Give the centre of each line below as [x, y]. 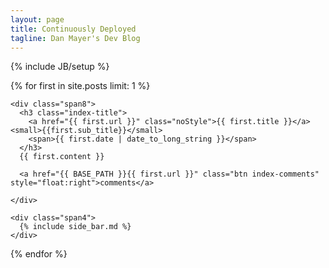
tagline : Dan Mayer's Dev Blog [75, 38]
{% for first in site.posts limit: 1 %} [80, 86]
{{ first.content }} [62, 157]
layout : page [37, 19]
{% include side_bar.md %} [75, 227]
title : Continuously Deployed [73, 29]
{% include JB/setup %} [60, 67]
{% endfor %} [39, 254]
